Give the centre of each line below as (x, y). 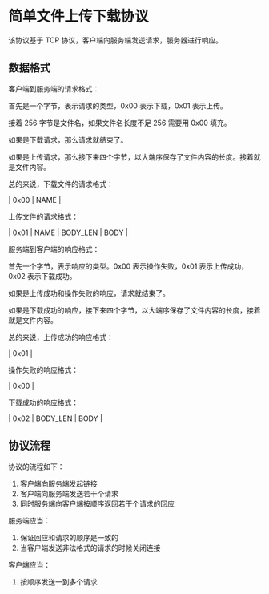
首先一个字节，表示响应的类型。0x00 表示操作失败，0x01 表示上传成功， (128, 266)
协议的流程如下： (36, 467)
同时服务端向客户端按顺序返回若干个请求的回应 (97, 503)
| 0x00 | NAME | (35, 200)
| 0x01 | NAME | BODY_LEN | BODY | (68, 232)
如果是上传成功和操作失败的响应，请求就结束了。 (89, 293)
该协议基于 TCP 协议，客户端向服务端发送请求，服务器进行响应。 (115, 40)
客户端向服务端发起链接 (58, 483)
